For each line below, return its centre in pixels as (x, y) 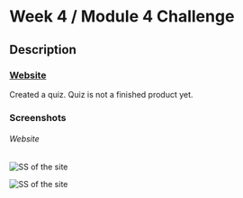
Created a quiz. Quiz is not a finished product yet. (101, 94)
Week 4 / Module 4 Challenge (122, 17)
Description (43, 50)
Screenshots (38, 117)
